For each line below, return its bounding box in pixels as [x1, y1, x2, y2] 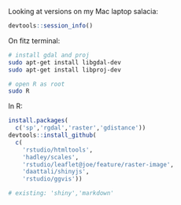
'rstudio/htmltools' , [22, 145, 93, 154]
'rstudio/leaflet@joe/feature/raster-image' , [22, 160, 175, 168]
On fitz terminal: [8, 35, 61, 46]
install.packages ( [8, 117, 68, 125]
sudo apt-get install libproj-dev [8, 66, 122, 74]
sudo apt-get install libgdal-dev [8, 58, 122, 66]
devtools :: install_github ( [8, 131, 97, 139]
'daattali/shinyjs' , [22, 168, 90, 176]
